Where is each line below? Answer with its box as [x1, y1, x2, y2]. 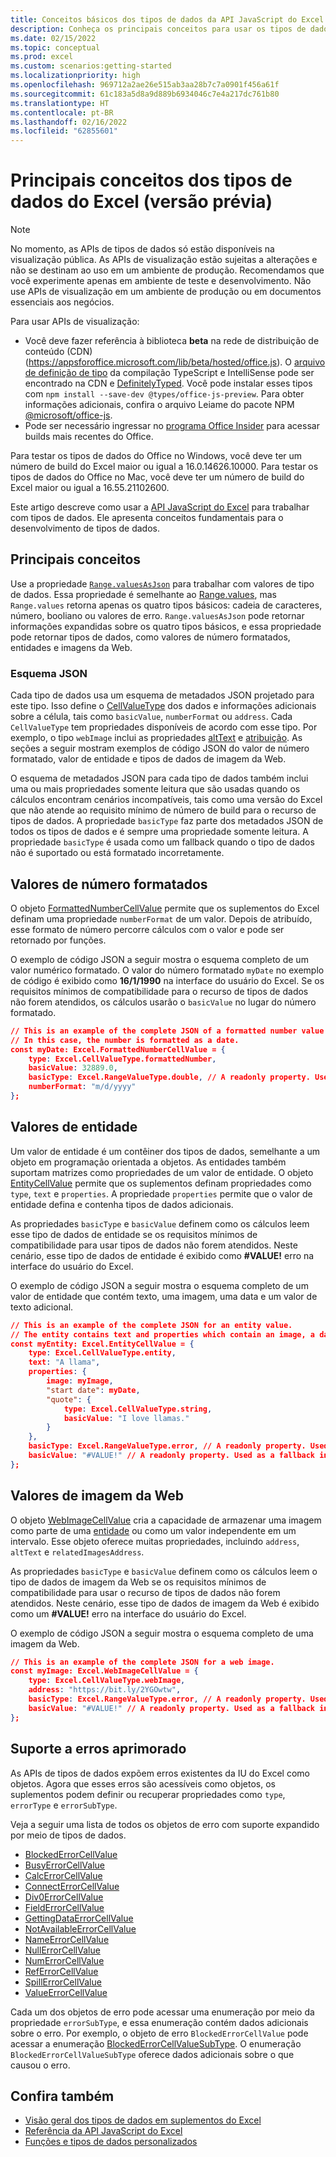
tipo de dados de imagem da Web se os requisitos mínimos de [10, 1576, 267, 1588]
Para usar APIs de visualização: [10, 316, 140, 328]
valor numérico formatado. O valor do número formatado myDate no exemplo [10, 964, 325, 976]
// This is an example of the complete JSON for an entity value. [10, 1320, 293, 1330]
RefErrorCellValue [24, 1965, 99, 1977]
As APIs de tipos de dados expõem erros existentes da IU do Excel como [10, 1767, 310, 1779]
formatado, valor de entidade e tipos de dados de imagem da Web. [10, 753, 287, 765]
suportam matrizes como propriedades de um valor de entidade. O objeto [10, 1166, 314, 1178]
